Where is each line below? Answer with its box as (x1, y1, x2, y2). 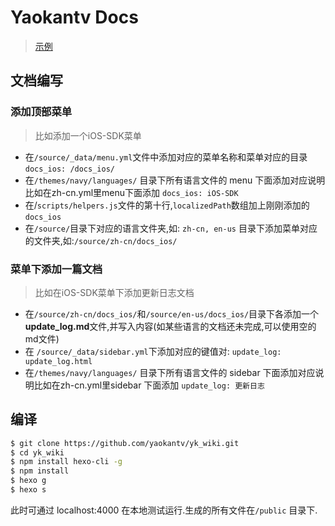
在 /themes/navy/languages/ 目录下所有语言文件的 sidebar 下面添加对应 (24, 366, 316, 378)
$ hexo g (10, 476, 47, 486)
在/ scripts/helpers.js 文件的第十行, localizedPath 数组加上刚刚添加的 (24, 199, 310, 211)
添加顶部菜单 (10, 105, 73, 119)
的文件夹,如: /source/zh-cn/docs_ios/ (24, 234, 178, 246)
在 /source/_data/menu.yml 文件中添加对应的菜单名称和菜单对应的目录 (24, 151, 308, 163)
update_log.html (24, 356, 93, 366)
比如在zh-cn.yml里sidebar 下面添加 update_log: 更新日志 (33, 379, 265, 391)
